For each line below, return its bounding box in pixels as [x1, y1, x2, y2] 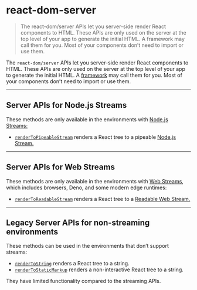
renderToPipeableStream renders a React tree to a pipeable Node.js [14, 133, 176, 141]
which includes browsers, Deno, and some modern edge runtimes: [6, 184, 167, 191]
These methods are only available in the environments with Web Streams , [6, 178, 184, 185]
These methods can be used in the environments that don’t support [6, 243, 169, 250]
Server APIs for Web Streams [6, 162, 116, 172]
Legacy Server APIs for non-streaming [6, 217, 150, 227]
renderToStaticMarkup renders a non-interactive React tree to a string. [14, 266, 184, 273]
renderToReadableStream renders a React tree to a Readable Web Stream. [14, 195, 191, 202]
